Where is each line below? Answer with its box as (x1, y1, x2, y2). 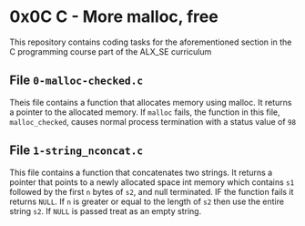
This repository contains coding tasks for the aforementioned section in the (9, 36, 292, 47)
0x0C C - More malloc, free (9, 6, 219, 27)
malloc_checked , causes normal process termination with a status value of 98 (9, 116, 297, 127)
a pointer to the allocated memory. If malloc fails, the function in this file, (9, 107, 280, 118)
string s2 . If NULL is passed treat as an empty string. (9, 205, 202, 216)
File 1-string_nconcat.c (9, 143, 144, 159)
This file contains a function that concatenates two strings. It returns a (9, 167, 273, 178)
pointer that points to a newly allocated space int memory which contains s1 (9, 176, 295, 188)
